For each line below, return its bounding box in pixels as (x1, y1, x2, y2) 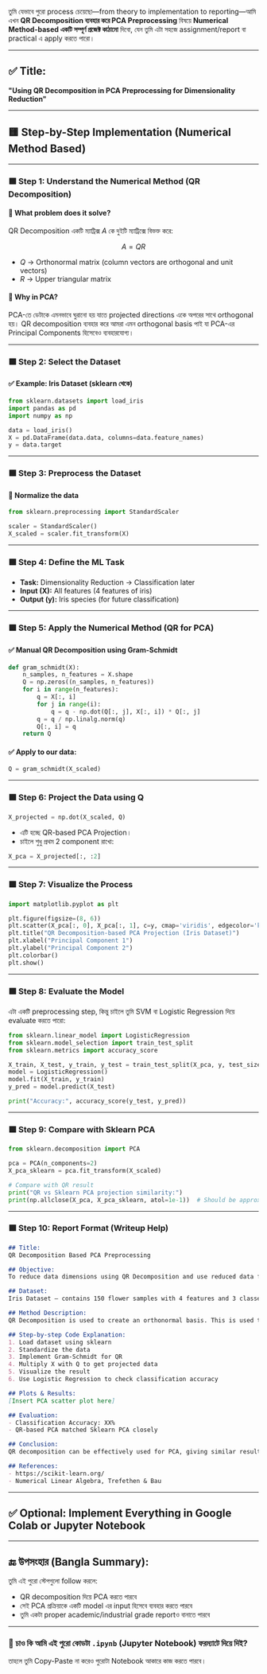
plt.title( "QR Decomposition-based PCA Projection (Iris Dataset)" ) (8, 929, 240, 937)
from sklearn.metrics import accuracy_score (8, 1046, 158, 1054)
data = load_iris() (8, 426, 73, 434)
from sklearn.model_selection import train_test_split (8, 1038, 194, 1047)
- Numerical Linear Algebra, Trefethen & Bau (8, 1477, 161, 1485)
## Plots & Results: (8, 1389, 77, 1397)
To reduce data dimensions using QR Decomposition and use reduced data (8, 1273, 254, 1281)
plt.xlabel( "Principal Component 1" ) (8, 936, 133, 945)
